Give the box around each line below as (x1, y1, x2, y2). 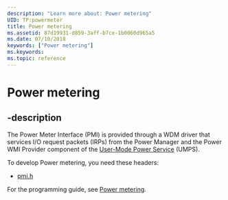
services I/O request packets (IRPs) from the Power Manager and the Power (7, 137, 222, 146)
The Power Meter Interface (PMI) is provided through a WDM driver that (7, 130, 211, 139)
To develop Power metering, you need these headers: (7, 158, 159, 166)
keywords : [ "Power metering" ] (7, 42, 94, 49)
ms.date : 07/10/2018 (7, 36, 67, 43)
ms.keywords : (7, 49, 45, 56)
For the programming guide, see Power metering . (7, 185, 146, 193)
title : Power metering (7, 23, 72, 30)
